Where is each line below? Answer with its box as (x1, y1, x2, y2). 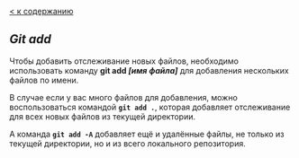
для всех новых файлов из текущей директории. (9, 110, 196, 122)
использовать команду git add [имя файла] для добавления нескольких (9, 65, 290, 75)
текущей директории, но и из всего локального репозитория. (9, 137, 246, 149)
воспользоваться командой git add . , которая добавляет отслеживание (9, 101, 291, 112)
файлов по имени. (9, 75, 79, 85)
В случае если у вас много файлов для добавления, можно (9, 92, 239, 102)
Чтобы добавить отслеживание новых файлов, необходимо (9, 56, 239, 66)
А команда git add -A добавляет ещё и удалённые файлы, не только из (9, 128, 285, 139)
